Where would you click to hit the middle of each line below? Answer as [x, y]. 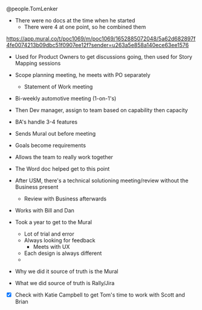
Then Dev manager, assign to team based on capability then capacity [102, 110]
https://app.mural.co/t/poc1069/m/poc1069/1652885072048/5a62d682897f [101, 38]
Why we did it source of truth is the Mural [67, 271]
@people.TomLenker [32, 9]
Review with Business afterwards [65, 199]
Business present [37, 187]
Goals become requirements [50, 145]
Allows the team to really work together [64, 157]
